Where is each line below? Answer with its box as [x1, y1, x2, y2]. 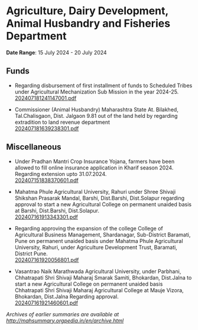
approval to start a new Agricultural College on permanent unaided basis [14, 200, 192, 208]
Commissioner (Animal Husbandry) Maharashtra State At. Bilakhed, [14, 105, 178, 113]
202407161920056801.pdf [14, 256, 79, 263]
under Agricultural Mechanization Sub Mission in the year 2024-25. [14, 88, 179, 95]
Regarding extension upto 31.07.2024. [14, 170, 107, 177]
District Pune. [14, 250, 48, 257]
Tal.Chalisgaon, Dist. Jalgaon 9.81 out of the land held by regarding [14, 112, 178, 119]
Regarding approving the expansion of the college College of [14, 225, 164, 232]
